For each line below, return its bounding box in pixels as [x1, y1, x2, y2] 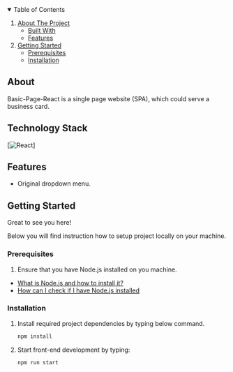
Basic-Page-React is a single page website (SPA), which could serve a [7, 94, 210, 103]
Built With [27, 27, 56, 34]
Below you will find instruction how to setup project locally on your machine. [7, 232, 227, 240]
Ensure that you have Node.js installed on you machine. [17, 265, 177, 274]
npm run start [17, 359, 59, 366]
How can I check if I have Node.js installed [17, 286, 140, 295]
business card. [7, 102, 50, 110]
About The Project [17, 19, 70, 27]
